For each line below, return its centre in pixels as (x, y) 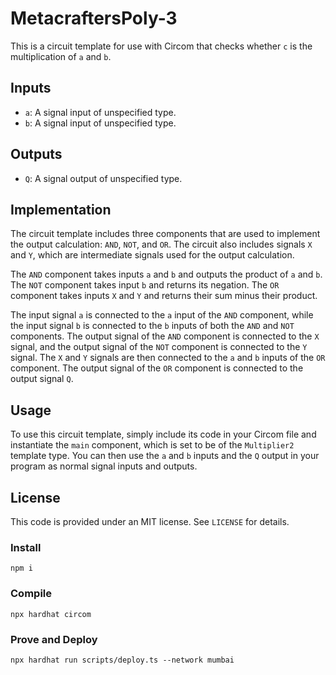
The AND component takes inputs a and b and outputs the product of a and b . (166, 274)
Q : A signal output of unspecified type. (103, 178)
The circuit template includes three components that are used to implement (165, 234)
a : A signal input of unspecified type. (100, 112)
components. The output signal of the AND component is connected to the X (165, 336)
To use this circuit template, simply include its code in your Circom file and (163, 434)
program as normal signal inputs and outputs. (104, 466)
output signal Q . (42, 379)
